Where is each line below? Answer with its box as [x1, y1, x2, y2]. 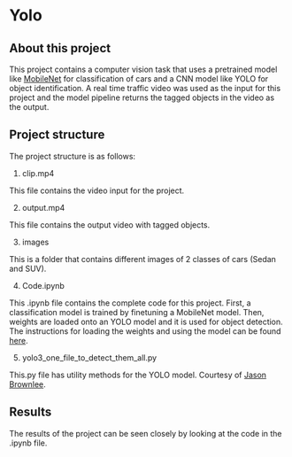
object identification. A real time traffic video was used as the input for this [9, 83, 281, 93]
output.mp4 [21, 202, 65, 213]
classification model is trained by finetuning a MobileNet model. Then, [9, 306, 265, 317]
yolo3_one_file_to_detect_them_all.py [21, 352, 158, 363]
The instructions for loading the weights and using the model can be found [9, 325, 281, 337]
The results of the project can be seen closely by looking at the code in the [9, 428, 282, 438]
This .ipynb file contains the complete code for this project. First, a [9, 298, 251, 308]
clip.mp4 [21, 167, 55, 178]
